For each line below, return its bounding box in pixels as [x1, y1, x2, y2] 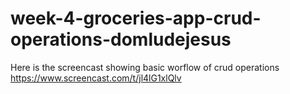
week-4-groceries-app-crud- [10, 7, 262, 30]
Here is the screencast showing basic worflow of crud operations [10, 61, 280, 73]
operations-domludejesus [10, 28, 232, 51]
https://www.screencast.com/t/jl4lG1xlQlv [10, 72, 182, 84]
